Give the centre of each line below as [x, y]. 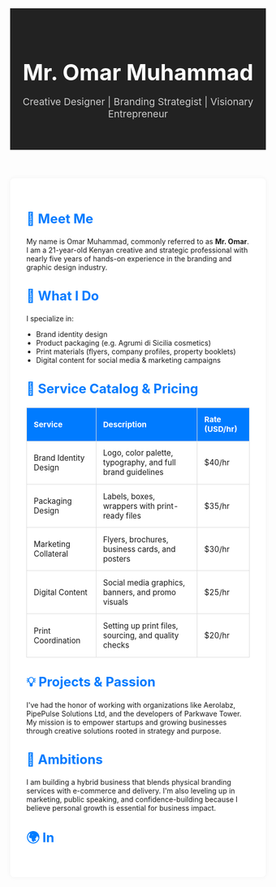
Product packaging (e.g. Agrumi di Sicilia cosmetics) [123, 343]
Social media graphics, [144, 582]
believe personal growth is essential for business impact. [121, 808]
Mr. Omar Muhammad [138, 72]
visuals [116, 602]
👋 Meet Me [60, 218]
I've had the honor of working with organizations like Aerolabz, [131, 704]
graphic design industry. [67, 268]
